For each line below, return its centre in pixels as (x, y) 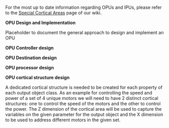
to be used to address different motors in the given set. (63, 120)
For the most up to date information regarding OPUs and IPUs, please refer (83, 7)
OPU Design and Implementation (40, 23)
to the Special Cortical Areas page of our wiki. (53, 13)
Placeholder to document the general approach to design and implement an (84, 32)
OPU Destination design (31, 58)
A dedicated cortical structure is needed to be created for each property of (84, 87)
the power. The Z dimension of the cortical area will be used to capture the (83, 109)
